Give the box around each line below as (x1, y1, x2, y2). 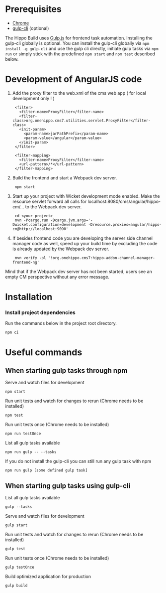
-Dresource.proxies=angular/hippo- (88, 222, 162, 227)
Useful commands (5, 346, 83, 358)
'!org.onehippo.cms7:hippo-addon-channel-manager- (48, 255, 155, 260)
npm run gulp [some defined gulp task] (5, 468, 88, 473)
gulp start (5, 523, 28, 528)
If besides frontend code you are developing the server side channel (12, 235, 153, 241)
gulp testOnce (5, 565, 35, 570)
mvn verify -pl (14, 255, 46, 260)
